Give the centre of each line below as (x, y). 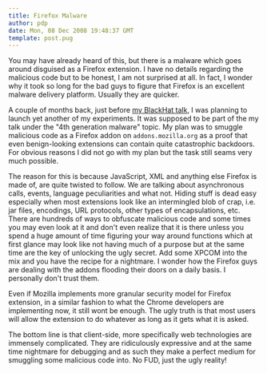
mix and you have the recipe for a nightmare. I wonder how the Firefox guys (133, 261)
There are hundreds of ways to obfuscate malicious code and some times (130, 219)
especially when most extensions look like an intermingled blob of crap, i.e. (132, 202)
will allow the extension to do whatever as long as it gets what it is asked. (129, 319)
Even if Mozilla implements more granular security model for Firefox (120, 294)
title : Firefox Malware (48, 16)
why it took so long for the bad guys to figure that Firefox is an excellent (127, 86)
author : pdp (28, 23)
